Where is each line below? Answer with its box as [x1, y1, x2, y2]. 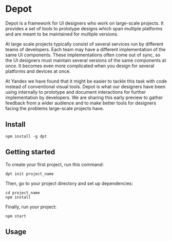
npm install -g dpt [5, 134, 47, 139]
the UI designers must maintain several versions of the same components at [5, 57, 166, 63]
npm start [5, 213, 27, 218]
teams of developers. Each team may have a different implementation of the [5, 46, 166, 52]
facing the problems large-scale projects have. [5, 105, 104, 111]
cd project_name [5, 190, 40, 195]
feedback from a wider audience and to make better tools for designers [5, 99, 157, 106]
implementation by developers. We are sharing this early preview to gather [5, 94, 163, 101]
